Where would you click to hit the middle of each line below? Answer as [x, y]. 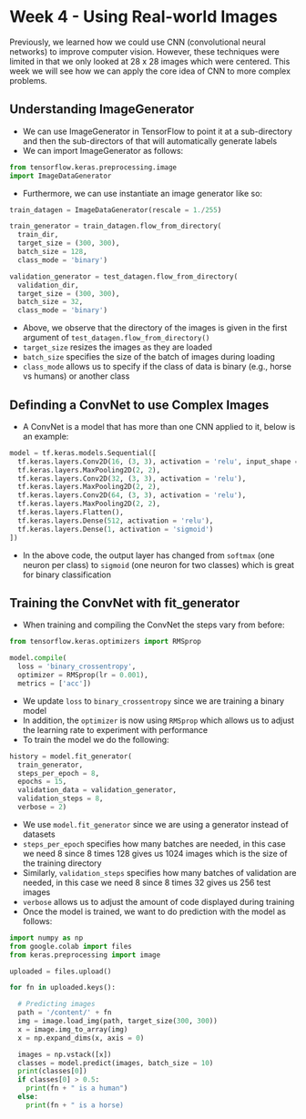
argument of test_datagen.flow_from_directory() [116, 338]
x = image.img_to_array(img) [73, 1029]
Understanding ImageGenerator [102, 110]
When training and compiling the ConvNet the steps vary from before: [153, 625]
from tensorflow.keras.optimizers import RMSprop [106, 642]
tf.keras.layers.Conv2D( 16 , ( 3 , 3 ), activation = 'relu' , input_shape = [158, 462]
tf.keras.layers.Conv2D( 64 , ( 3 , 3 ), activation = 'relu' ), [132, 495]
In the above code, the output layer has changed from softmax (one [148, 555]
